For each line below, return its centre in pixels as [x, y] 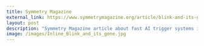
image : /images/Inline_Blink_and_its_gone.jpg [66, 34]
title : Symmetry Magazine [39, 12]
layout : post [23, 23]
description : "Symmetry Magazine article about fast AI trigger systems [100, 28]
